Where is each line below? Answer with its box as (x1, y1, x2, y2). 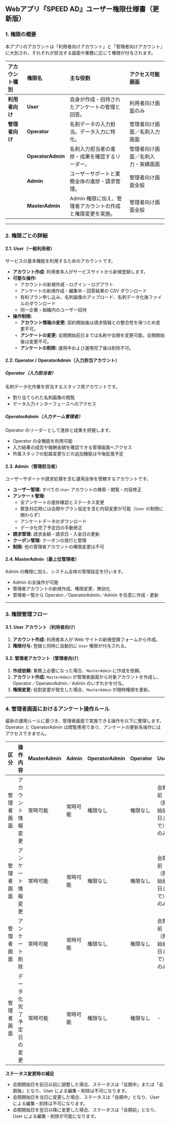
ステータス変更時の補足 (5, 1071, 54, 1077)
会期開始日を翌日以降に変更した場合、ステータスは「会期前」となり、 (12, 1107, 159, 1113)
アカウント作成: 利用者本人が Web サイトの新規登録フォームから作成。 (12, 636, 160, 642)
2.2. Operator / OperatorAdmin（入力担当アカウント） (5, 357, 120, 363)
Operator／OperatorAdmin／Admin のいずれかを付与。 (12, 680, 126, 686)
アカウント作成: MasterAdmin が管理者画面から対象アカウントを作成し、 (12, 674, 162, 680)
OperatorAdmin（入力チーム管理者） (5, 413, 83, 419)
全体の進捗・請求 (74, 177, 115, 184)
